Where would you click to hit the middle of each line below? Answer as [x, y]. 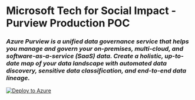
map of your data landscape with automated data [94, 64]
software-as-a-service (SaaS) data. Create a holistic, [85, 56]
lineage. [18, 78]
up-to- [174, 56]
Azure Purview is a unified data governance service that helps [98, 42]
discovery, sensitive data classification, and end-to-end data [96, 71]
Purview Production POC [68, 23]
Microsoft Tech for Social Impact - [91, 11]
